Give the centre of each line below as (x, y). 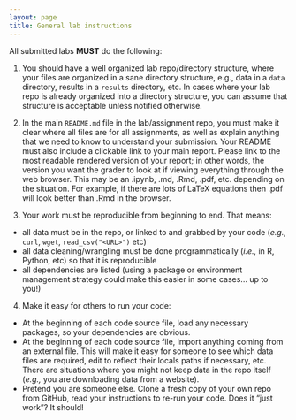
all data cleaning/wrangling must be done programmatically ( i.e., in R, (148, 251)
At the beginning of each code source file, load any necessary (135, 323)
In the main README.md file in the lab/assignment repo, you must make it (151, 122)
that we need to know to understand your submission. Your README (147, 141)
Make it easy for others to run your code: (96, 305)
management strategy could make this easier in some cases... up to (145, 279)
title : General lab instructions (71, 26)
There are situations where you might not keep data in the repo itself (147, 370)
